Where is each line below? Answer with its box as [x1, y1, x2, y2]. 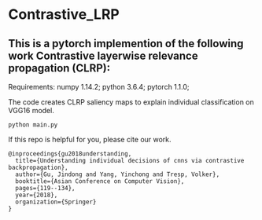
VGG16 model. [8, 106, 55, 115]
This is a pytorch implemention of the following [8, 37, 244, 50]
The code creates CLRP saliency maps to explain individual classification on [8, 97, 254, 107]
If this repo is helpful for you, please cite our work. [8, 135, 172, 144]
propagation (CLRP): [8, 61, 111, 75]
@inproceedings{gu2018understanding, [8, 150, 132, 158]
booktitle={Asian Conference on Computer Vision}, [15, 178, 185, 185]
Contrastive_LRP [8, 5, 120, 24]
